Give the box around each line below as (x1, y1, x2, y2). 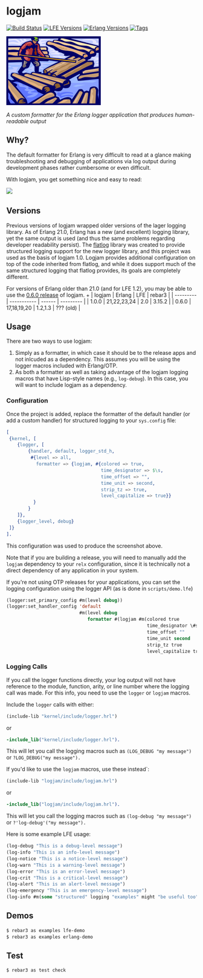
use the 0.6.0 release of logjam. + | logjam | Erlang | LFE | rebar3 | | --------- (6, 291, 197, 299)
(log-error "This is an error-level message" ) (6, 869, 126, 875)
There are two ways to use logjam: (6, 337, 92, 345)
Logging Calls (6, 662, 48, 671)
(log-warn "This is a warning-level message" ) (6, 862, 126, 868)
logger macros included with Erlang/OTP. (14, 362, 118, 369)
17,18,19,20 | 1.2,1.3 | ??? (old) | (6, 304, 80, 311)
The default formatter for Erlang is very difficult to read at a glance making (6, 151, 192, 158)
